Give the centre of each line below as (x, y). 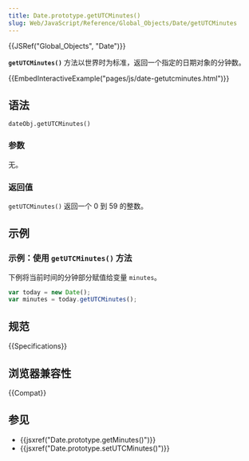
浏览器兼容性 (40, 373)
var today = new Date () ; (49, 292)
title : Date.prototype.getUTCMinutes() (75, 16)
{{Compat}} (27, 392)
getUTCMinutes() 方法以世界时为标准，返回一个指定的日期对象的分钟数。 (127, 62)
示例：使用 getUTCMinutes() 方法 (70, 258)
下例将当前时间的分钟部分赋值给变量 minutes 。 (85, 277)
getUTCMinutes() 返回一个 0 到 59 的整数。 (78, 206)
